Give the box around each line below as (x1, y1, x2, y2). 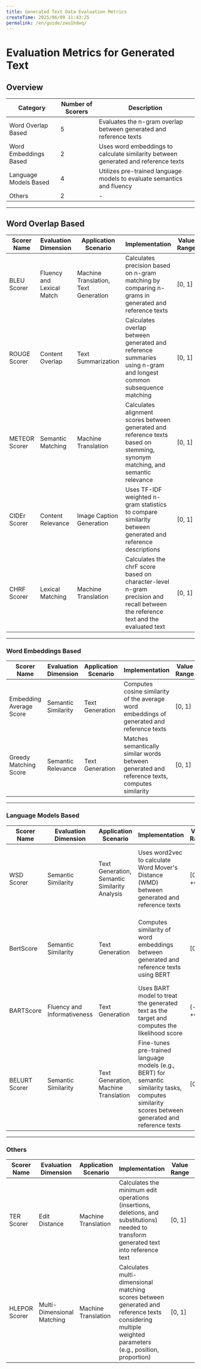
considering (118, 1316, 153, 1324)
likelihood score (138, 1029, 182, 1037)
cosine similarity (123, 687, 169, 696)
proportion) (118, 1353, 151, 1361)
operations (118, 1193, 150, 1202)
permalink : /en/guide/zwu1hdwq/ (6, 20, 87, 26)
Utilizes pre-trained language (98, 167, 182, 176)
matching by (125, 276, 160, 285)
